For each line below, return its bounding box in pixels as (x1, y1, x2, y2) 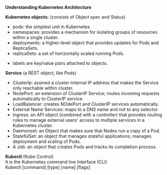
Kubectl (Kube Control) (5, 153, 54, 159)
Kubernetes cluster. (12, 123, 53, 128)
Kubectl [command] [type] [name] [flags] (5, 164, 91, 170)
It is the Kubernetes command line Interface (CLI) (5, 159, 107, 165)
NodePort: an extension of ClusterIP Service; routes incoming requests (12, 91, 160, 96)
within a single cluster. (12, 35, 59, 40)
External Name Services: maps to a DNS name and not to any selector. (12, 107, 159, 112)
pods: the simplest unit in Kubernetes (12, 24, 90, 30)
